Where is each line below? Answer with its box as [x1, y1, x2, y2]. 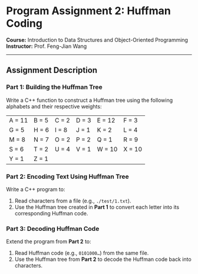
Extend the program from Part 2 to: [6, 238, 91, 245]
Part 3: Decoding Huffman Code [6, 224, 100, 233]
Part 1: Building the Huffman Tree [6, 83, 103, 91]
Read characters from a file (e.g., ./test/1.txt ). [14, 197, 131, 204]
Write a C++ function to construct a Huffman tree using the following [6, 96, 173, 104]
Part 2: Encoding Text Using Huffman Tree [6, 172, 129, 180]
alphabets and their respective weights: [6, 102, 102, 110]
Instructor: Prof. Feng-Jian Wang [6, 43, 87, 50]
